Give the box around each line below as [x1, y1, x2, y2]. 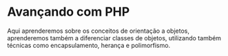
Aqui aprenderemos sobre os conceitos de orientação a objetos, [7, 27, 189, 35]
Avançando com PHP [7, 4, 130, 20]
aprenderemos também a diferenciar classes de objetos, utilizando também [7, 33, 222, 42]
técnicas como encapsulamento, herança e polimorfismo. [7, 41, 171, 49]
